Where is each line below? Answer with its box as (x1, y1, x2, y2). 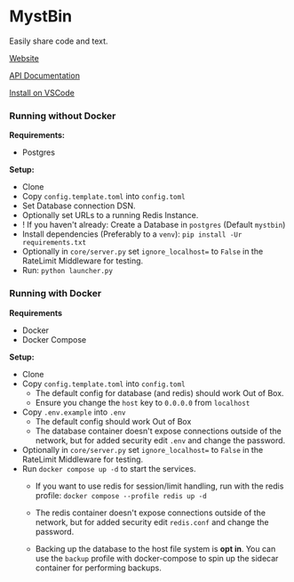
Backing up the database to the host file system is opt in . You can (35, 543, 276, 554)
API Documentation (9, 69, 80, 81)
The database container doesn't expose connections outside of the (35, 425, 282, 436)
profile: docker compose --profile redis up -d (35, 489, 207, 500)
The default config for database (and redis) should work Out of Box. (35, 387, 284, 398)
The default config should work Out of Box (35, 416, 192, 426)
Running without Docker (9, 109, 116, 122)
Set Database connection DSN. (21, 200, 136, 211)
